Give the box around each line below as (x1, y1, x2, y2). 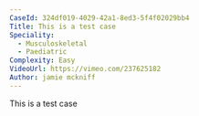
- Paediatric (17, 47, 68, 57)
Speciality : (9, 30, 55, 39)
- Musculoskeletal (17, 38, 89, 48)
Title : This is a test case (9, 22, 117, 31)
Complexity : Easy (9, 56, 76, 65)
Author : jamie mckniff (9, 73, 96, 82)
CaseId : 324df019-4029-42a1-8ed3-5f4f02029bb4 (9, 13, 190, 23)
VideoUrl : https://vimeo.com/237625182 (9, 65, 162, 74)
